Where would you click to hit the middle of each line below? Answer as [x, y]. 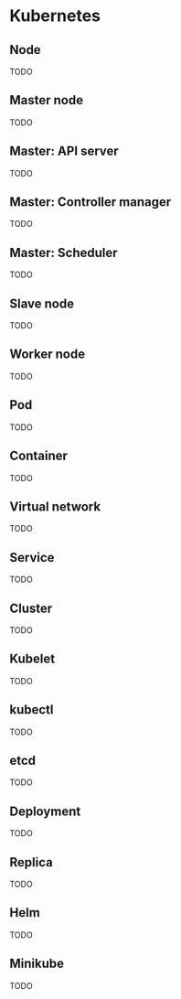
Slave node [42, 303]
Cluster [31, 608]
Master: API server [64, 151]
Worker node [47, 354]
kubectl [32, 710]
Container [39, 456]
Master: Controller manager [90, 202]
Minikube [37, 964]
